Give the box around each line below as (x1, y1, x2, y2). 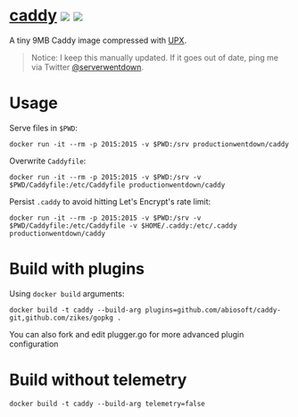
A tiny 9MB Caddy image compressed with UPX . (9, 35, 187, 46)
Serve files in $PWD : (9, 122, 79, 133)
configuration (9, 338, 59, 349)
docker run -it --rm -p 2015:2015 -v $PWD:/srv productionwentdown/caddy (9, 139, 290, 148)
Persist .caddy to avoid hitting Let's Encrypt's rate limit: (9, 196, 211, 206)
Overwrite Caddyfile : (9, 155, 87, 166)
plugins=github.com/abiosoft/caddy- (145, 305, 281, 314)
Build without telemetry (9, 370, 187, 389)
